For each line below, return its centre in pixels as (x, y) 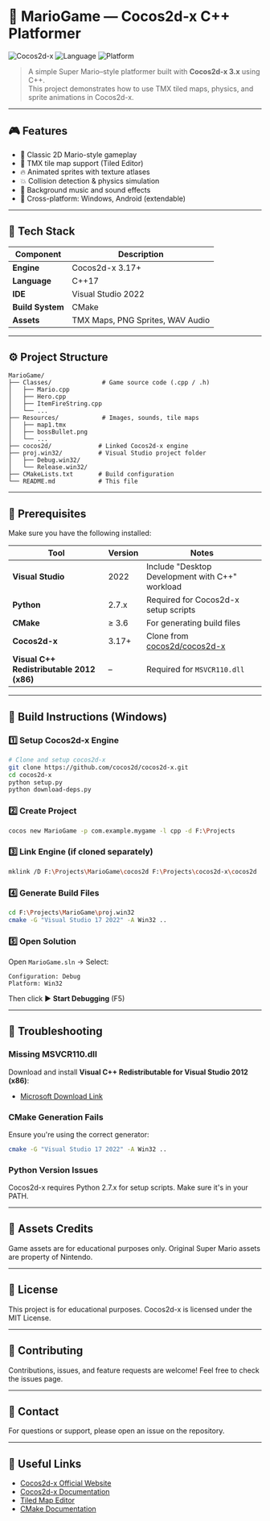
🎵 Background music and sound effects (85, 189)
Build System (38, 307)
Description (141, 254)
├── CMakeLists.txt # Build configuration (91, 475)
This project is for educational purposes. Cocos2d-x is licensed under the (130, 1309)
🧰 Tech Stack (42, 232)
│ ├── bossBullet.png (48, 432)
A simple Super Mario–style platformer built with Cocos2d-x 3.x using (144, 71)
